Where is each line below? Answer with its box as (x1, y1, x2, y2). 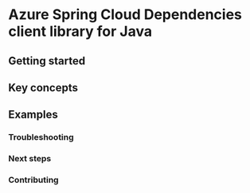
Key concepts (8, 81, 78, 95)
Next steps (8, 153, 52, 164)
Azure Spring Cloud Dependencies (8, 6, 243, 24)
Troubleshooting (8, 132, 74, 143)
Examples (8, 108, 58, 122)
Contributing (8, 175, 59, 186)
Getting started (8, 54, 86, 68)
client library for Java (8, 22, 153, 41)
